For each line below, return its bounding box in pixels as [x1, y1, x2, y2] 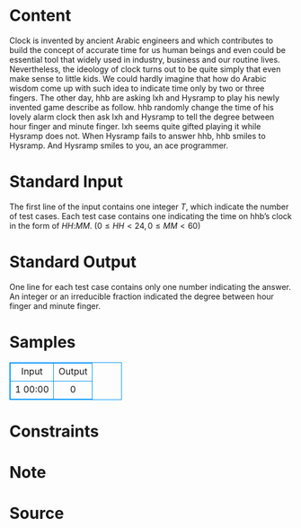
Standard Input [9, 172, 123, 192]
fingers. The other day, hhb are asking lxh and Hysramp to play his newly [9, 92, 280, 103]
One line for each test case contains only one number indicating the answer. [9, 281, 292, 292]
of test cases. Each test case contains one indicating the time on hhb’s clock [9, 210, 292, 221]
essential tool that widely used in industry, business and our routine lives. [9, 54, 280, 65]
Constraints [9, 421, 100, 441]
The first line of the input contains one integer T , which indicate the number [9, 201, 289, 212]
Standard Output [9, 252, 137, 272]
